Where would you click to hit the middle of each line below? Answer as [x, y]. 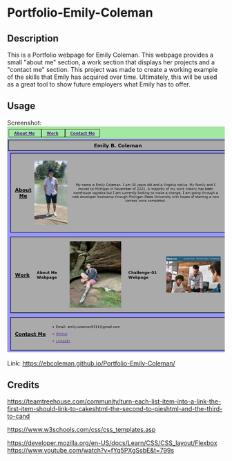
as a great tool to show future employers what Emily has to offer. [99, 84]
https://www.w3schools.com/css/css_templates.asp [81, 430]
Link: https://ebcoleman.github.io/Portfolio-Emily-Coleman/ [91, 363]
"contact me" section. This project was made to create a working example [113, 70]
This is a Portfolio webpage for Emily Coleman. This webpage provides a [110, 55]
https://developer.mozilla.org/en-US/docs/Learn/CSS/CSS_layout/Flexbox [112, 443]
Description [33, 38]
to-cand [19, 416]
